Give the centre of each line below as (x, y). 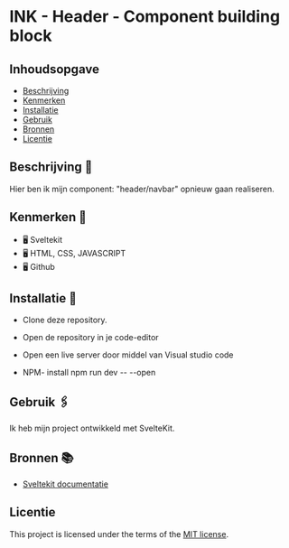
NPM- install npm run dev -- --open (89, 373)
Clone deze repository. (65, 320)
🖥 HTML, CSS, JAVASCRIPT (74, 253)
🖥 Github (39, 266)
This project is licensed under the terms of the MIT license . (119, 534)
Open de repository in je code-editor (91, 338)
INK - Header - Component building (145, 17)
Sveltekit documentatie (65, 484)
